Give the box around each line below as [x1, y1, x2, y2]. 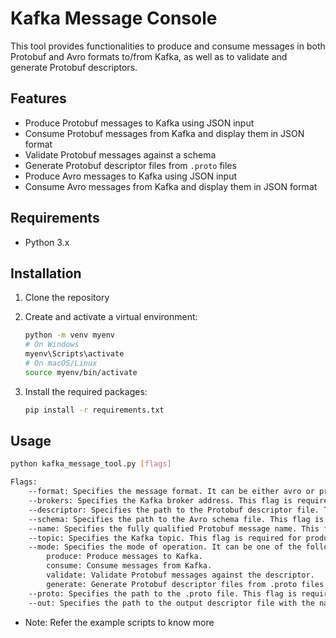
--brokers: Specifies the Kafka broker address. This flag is [28, 496, 293, 506]
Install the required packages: [24, 385, 148, 397]
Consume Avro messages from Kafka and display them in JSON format [24, 180, 318, 192]
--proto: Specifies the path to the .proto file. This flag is [28, 588, 298, 599]
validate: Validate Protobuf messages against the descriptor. [46, 570, 315, 581]
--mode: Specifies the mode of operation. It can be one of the [28, 542, 302, 552]
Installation [10, 265, 82, 282]
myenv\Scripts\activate [24, 349, 125, 359]
